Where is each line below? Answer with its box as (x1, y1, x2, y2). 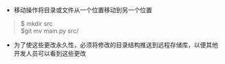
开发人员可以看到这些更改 (13, 50, 86, 57)
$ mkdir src (20, 20, 53, 27)
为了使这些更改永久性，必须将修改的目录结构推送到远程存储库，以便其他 (13, 41, 218, 49)
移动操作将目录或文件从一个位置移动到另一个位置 (13, 6, 152, 14)
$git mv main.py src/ (20, 27, 79, 35)
